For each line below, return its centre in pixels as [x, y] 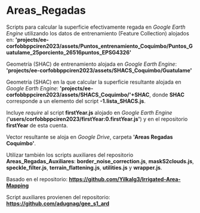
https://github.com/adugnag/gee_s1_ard [58, 203]
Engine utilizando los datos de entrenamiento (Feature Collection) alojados [98, 33]
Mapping [18, 185]
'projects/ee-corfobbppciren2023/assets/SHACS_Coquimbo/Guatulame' [99, 70]
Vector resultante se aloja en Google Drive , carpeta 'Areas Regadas [90, 137]
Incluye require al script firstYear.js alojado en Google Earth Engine [89, 112]
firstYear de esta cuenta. [37, 125]
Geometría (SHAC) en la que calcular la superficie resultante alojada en [94, 82]
